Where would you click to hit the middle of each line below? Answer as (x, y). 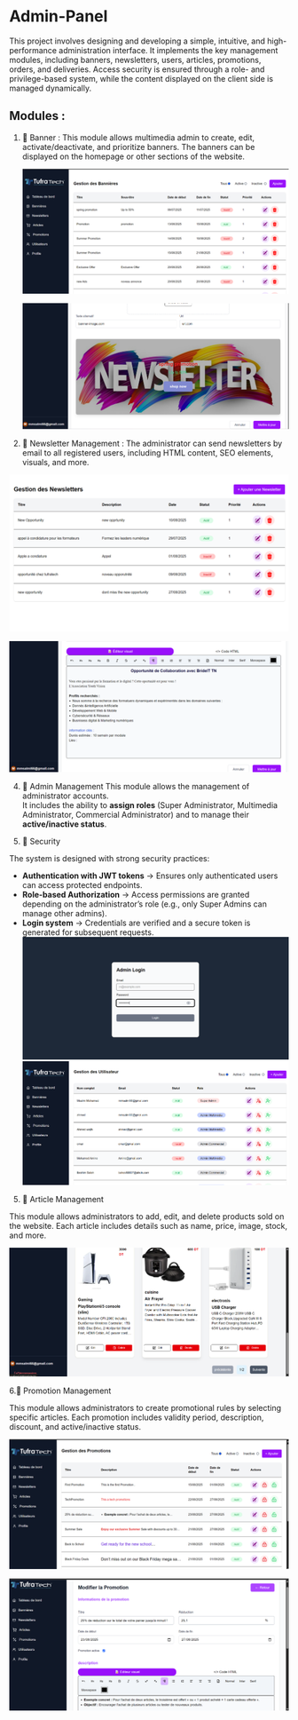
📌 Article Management (63, 1199)
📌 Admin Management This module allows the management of (136, 787)
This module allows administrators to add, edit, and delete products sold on (147, 1216)
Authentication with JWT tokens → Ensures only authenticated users (150, 876)
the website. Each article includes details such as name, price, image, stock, (149, 1225)
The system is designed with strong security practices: (110, 859)
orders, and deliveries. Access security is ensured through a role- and (137, 69)
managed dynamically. (50, 88)
